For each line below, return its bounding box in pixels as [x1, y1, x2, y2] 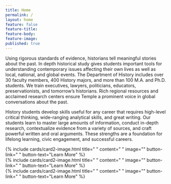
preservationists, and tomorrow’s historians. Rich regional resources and [5, 88, 159, 94]
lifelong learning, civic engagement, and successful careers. [5, 136, 134, 142]
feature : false [5, 22, 38, 27]
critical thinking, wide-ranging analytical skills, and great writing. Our [5, 114, 151, 120]
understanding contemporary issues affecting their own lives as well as [5, 66, 156, 72]
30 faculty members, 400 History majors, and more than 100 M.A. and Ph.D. [5, 77, 166, 83]
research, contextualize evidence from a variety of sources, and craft [5, 125, 152, 131]
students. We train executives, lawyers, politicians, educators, [5, 82, 136, 88]
